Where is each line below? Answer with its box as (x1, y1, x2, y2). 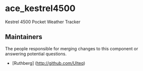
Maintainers (5, 33, 43, 41)
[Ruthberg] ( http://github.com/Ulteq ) (12, 60, 86, 66)
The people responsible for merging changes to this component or (5, 45, 139, 51)
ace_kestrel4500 (5, 3, 76, 14)
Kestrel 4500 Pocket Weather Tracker (5, 19, 81, 25)
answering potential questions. (5, 51, 67, 57)
